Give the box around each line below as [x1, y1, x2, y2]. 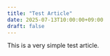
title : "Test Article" [7, 10, 73, 17]
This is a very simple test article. [7, 42, 100, 50]
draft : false [7, 23, 45, 29]
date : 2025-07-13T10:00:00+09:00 [7, 16, 104, 23]
